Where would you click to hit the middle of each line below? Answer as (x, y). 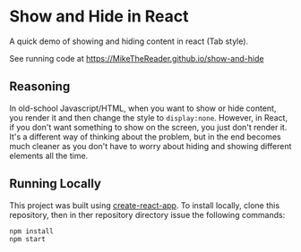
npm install (31, 231)
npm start (28, 239)
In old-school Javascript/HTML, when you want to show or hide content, (143, 108)
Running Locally (55, 184)
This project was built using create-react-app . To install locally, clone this (145, 205)
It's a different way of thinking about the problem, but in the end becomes (145, 137)
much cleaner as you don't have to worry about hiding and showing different (150, 146)
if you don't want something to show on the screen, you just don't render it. (148, 127)
